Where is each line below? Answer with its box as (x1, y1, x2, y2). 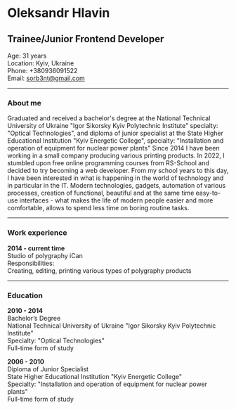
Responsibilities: (7, 259, 55, 267)
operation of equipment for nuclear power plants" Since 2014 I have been (7, 144, 220, 153)
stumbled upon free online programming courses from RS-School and (7, 159, 209, 167)
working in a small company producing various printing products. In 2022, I (7, 151, 225, 160)
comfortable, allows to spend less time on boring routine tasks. (7, 204, 190, 212)
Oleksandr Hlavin (7, 5, 110, 21)
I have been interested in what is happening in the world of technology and (7, 174, 224, 182)
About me (7, 98, 42, 108)
